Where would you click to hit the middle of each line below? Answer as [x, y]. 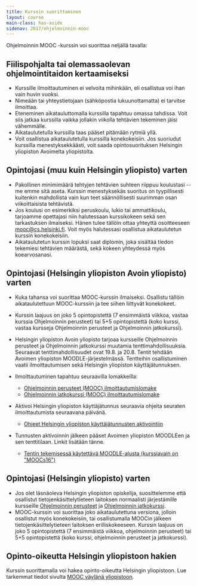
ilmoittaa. [26, 107]
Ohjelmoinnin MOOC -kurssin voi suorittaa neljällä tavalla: [77, 45]
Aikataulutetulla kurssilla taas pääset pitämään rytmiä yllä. [86, 133]
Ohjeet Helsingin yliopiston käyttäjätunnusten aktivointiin [93, 424]
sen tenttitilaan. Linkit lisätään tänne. [60, 442]
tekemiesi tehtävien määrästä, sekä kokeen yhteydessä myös [90, 248]
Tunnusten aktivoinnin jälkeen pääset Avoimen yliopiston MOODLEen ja [102, 435]
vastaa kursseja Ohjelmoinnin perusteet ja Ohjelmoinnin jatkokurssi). [99, 328]
